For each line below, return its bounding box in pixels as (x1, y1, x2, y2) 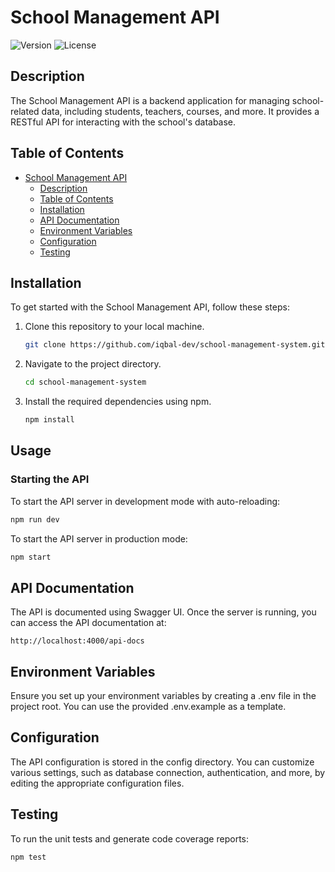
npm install (24, 415, 75, 425)
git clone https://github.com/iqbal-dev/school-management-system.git (24, 340, 326, 350)
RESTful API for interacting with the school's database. (10, 116, 237, 128)
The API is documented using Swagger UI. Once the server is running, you (10, 606, 317, 618)
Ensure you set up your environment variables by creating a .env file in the (10, 690, 317, 702)
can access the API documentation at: (10, 617, 167, 629)
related (10, 105, 40, 117)
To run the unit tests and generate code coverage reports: (10, 832, 249, 845)
